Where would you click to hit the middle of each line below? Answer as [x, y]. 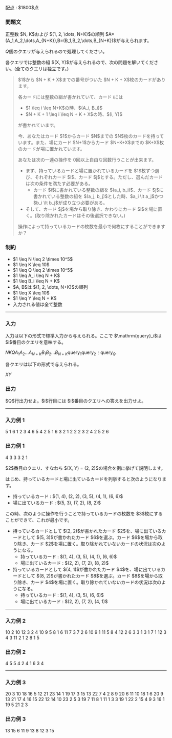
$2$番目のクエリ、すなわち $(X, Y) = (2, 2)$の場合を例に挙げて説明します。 [85, 468]
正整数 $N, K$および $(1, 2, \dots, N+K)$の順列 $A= [60, 34]
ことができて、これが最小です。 [39, 520]
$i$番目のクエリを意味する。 [36, 342]
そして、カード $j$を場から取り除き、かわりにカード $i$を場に [92, 209]
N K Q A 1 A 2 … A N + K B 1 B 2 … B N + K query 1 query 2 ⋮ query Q [61, 353]
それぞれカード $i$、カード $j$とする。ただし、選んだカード [99, 177]
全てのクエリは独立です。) [42, 69]
